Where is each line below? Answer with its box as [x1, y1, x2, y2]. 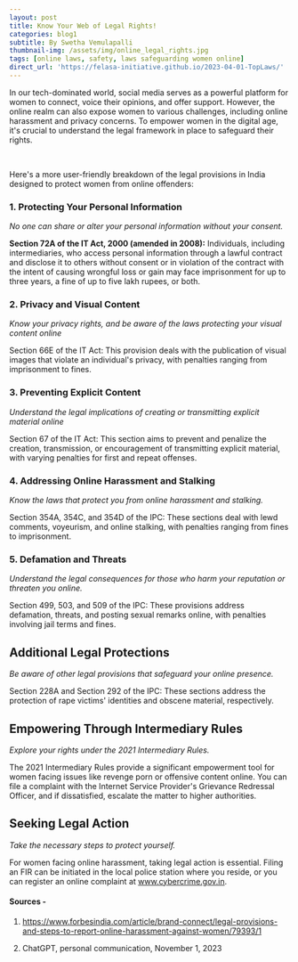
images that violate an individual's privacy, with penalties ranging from [9, 355, 268, 365]
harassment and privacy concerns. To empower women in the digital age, [9, 115, 278, 126]
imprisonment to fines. [9, 364, 92, 375]
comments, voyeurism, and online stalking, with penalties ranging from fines [9, 522, 289, 533]
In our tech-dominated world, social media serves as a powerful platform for [9, 86, 289, 98]
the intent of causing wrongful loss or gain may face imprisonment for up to [9, 266, 286, 277]
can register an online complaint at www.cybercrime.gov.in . [9, 876, 228, 886]
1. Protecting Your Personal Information [9, 200, 182, 213]
